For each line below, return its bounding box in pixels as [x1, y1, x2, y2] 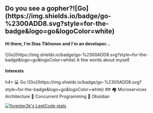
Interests [5, 68, 24, 74]
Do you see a [5, 4, 46, 13]
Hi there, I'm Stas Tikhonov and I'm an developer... [5, 40, 110, 46]
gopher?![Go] [46, 4, 89, 13]
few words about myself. [80, 56, 131, 63]
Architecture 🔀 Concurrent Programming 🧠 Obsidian [5, 93, 110, 99]
